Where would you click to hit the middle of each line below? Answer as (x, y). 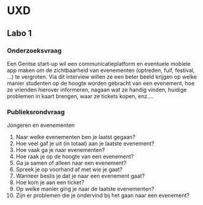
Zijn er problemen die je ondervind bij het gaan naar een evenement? (103, 195)
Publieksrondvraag (36, 112)
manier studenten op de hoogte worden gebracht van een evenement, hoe (101, 83)
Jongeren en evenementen (41, 125)
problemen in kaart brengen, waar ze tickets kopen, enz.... (80, 96)
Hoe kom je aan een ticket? (50, 182)
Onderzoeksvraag (34, 51)
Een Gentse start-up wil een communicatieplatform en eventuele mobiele (99, 63)
